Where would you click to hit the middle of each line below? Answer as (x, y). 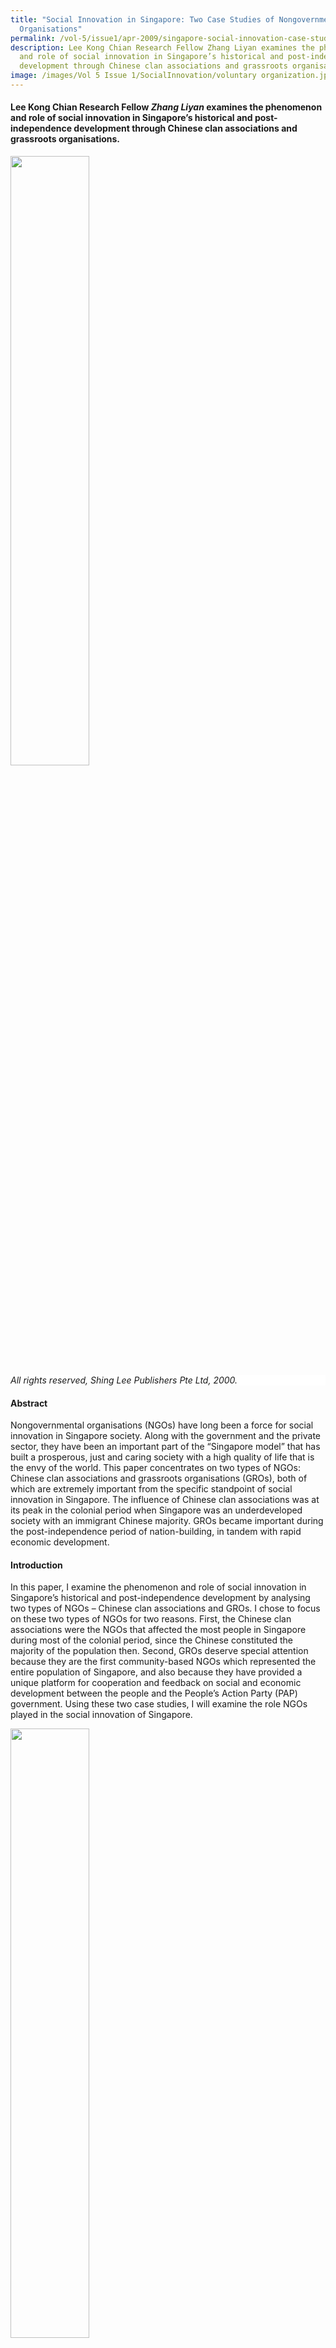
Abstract (29, 1403)
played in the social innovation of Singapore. (101, 1715)
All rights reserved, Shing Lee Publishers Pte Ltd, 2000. (124, 1380)
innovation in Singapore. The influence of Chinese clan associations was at (165, 1500)
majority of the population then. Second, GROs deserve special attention (159, 1651)
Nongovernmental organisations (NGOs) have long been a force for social (162, 1425)
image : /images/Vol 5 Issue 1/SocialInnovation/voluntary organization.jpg (171, 76)
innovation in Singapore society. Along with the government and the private (166, 1436)
